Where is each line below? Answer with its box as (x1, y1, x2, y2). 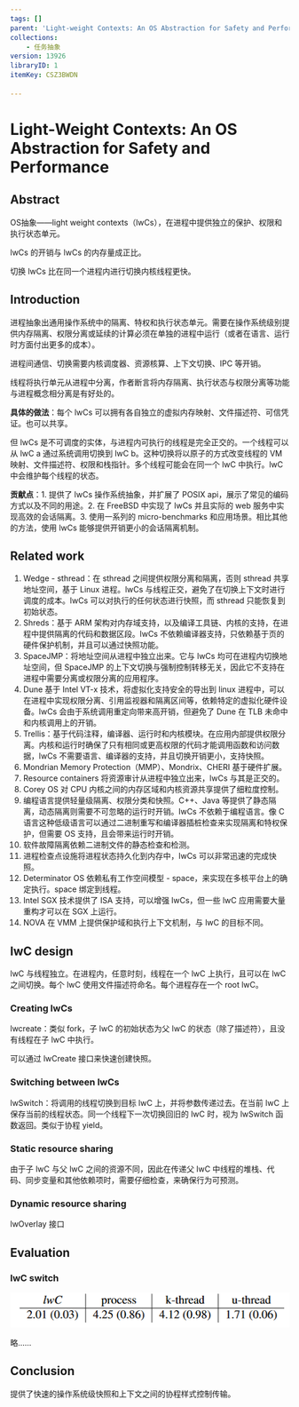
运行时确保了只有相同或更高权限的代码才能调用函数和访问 (61, 740, 272, 751)
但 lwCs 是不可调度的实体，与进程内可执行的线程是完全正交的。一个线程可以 (10, 436, 289, 448)
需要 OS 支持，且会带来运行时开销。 (46, 829, 179, 839)
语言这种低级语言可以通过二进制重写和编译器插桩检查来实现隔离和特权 (22, 817, 280, 828)
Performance (10, 156, 110, 177)
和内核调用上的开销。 (22, 718, 101, 728)
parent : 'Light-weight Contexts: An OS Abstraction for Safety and (10, 23, 265, 33)
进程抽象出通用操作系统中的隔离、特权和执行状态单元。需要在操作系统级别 (10, 316, 282, 328)
